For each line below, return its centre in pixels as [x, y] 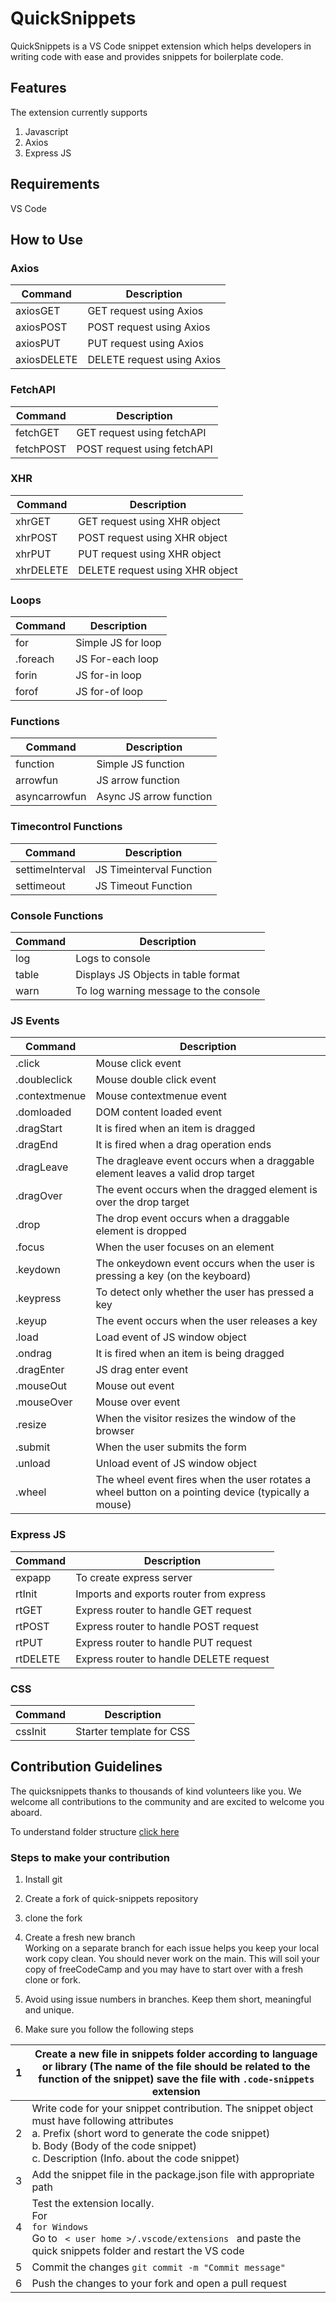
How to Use [47, 239]
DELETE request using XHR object [158, 570]
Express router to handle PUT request [164, 1642]
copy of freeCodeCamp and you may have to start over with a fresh [164, 1969]
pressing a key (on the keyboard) [173, 1276]
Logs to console [113, 959]
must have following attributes [102, 2121]
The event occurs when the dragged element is [206, 1190]
